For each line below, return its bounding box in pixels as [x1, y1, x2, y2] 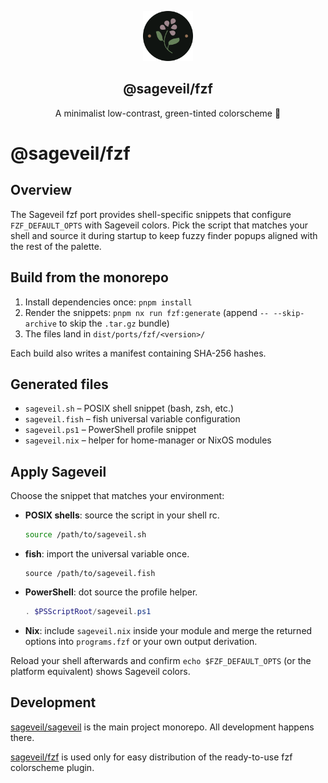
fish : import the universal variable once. [24, 548, 190, 560]
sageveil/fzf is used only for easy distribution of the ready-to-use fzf [10, 751, 293, 763]
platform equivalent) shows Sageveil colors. [10, 666, 191, 677]
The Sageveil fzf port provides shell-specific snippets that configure [10, 208, 292, 220]
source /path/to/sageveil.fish [24, 569, 156, 579]
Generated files [10, 376, 109, 393]
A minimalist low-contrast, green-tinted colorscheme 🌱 [54, 107, 282, 119]
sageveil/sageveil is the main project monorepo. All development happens [10, 721, 315, 733]
